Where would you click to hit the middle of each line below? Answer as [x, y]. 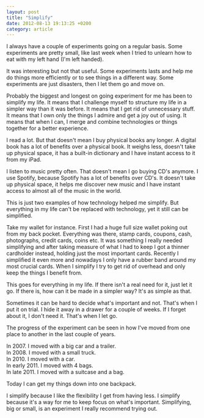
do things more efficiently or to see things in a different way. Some [90, 77]
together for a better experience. [47, 128]
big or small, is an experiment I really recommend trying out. [82, 409]
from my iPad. [24, 160]
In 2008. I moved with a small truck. [51, 353]
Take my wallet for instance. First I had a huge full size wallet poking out [97, 228]
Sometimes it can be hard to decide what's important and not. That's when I [102, 303]
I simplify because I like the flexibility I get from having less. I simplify [93, 396]
